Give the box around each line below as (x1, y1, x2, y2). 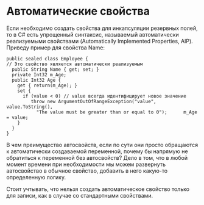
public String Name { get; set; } (12, 66, 99, 73)
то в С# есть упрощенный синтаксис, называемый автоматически (6, 31, 180, 38)
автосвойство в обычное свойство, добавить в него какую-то (6, 167, 168, 174)
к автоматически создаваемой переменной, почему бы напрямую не (6, 148, 188, 155)
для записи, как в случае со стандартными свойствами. (6, 192, 153, 199)
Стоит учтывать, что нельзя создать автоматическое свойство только (6, 185, 190, 193)
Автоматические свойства (6, 4, 150, 18)
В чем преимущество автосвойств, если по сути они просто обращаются (6, 141, 199, 148)
